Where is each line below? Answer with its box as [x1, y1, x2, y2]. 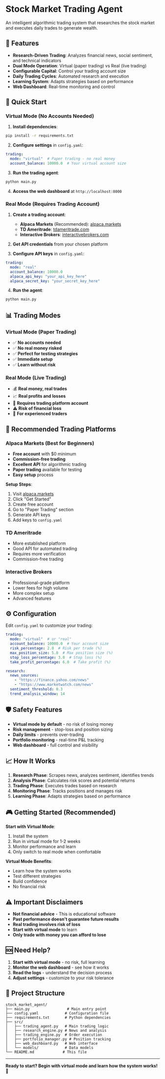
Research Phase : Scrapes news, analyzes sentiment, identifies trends [12, 772, 154, 778]
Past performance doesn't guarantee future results [12, 916, 119, 922]
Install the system [12, 833, 48, 839]
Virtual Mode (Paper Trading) [5, 328, 76, 335]
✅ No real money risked [12, 345, 62, 351]
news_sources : [10, 673, 39, 678]
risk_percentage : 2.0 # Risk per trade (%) [10, 646, 102, 651]
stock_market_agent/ [5, 1002, 48, 1007]
